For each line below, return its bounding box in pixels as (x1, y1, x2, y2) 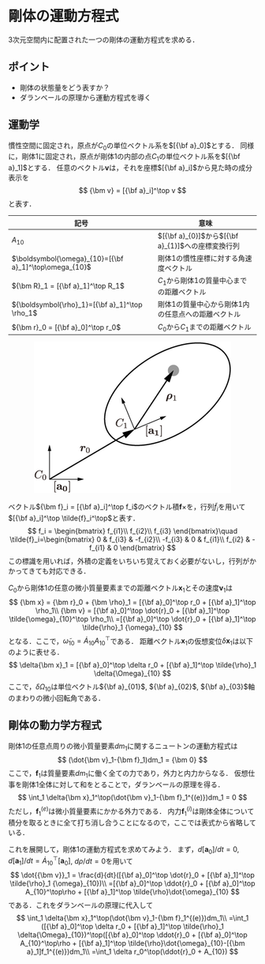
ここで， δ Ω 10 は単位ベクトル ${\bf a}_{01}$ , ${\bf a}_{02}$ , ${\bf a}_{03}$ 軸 (8, 682, 256, 693)
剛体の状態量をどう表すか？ (19, 82, 110, 92)
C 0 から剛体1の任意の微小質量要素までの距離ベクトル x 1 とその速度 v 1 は (8, 583, 233, 594)
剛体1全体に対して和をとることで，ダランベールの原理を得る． (21, 780, 225, 789)
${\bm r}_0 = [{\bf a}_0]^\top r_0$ (11, 322, 121, 332)
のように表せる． (8, 648, 64, 657)
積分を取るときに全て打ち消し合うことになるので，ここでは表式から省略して (8, 818, 257, 827)
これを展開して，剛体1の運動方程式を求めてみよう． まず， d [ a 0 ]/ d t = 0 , (8, 844, 240, 856)
